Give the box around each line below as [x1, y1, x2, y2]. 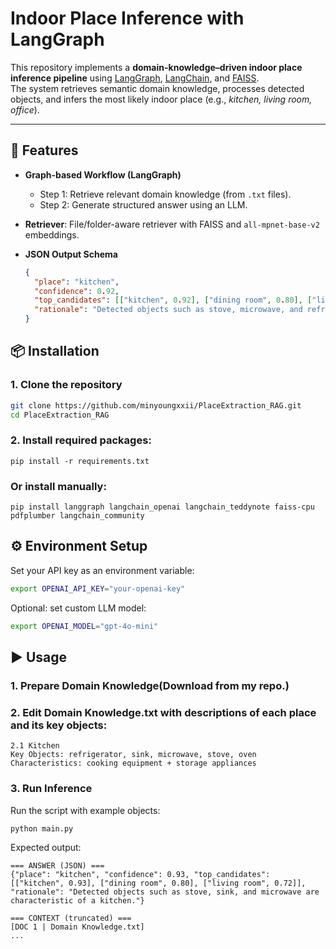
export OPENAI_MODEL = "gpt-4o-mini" [10, 621, 159, 631]
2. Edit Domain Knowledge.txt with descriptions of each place [10, 705, 317, 719]
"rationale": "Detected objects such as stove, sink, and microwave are [10, 887, 320, 897]
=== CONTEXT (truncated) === [10, 913, 132, 923]
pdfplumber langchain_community [10, 511, 145, 521]
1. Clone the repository [10, 378, 123, 392]
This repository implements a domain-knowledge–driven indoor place [10, 61, 303, 73]
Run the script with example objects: [10, 804, 161, 816]
